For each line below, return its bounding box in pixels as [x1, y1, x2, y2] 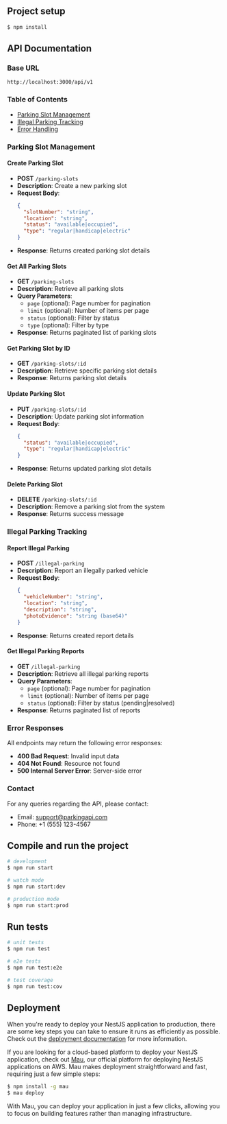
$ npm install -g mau [7, 1084, 69, 1090]
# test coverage [7, 976, 53, 983]
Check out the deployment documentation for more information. [7, 1035, 187, 1043]
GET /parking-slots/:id [16, 360, 87, 368]
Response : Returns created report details [16, 631, 135, 640]
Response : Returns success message [16, 510, 124, 518]
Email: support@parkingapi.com [16, 812, 108, 821]
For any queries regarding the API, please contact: [7, 799, 149, 808]
